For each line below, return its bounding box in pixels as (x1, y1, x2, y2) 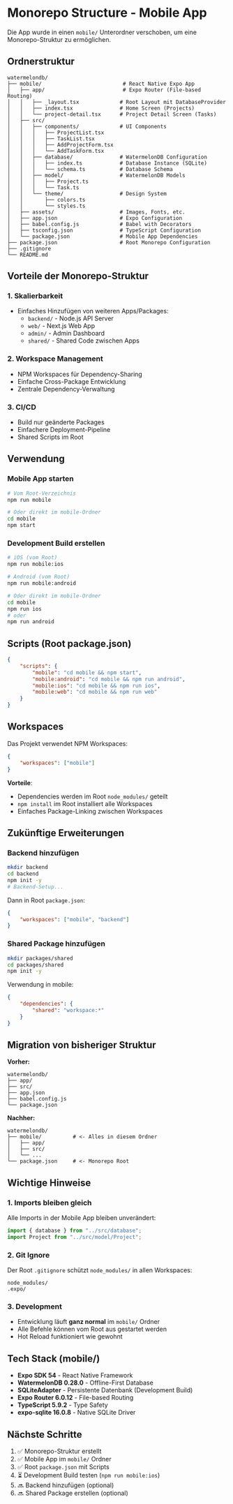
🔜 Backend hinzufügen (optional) (17, 1481, 114, 1489)
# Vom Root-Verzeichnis (7, 490, 77, 497)
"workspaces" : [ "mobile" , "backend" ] (20, 916, 130, 923)
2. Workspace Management (7, 354, 103, 364)
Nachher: (7, 1114, 36, 1122)
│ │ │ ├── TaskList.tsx (7, 135, 96, 142)
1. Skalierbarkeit (7, 291, 63, 301)
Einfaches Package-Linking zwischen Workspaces (17, 807, 163, 815)
